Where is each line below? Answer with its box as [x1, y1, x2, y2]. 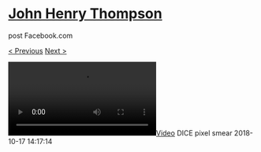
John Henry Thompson [8, 5, 163, 23]
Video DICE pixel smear [156, 128, 233, 138]
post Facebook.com [8, 31, 73, 40]
